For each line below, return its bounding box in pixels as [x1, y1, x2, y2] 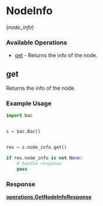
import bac [6, 113, 33, 119]
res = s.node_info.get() [6, 145, 67, 151]
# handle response [16, 161, 62, 166]
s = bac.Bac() [6, 129, 41, 135]
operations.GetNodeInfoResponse [6, 193, 92, 200]
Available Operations [6, 38, 68, 47]
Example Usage [6, 99, 52, 107]
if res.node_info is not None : [6, 155, 83, 161]
